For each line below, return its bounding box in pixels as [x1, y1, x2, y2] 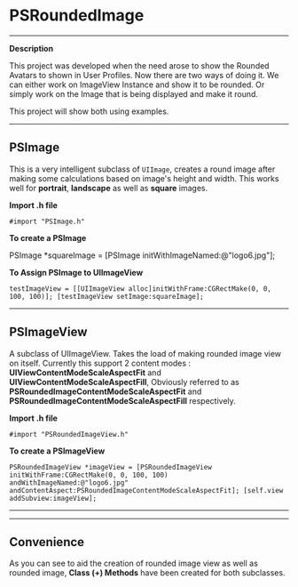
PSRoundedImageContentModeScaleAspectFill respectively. [9, 395, 237, 406]
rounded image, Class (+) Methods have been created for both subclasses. [9, 567, 286, 578]
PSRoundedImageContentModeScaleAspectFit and [9, 386, 202, 397]
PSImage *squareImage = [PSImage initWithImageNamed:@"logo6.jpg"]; [9, 250, 276, 261]
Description [9, 43, 54, 53]
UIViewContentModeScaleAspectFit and [9, 366, 161, 378]
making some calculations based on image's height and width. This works [9, 173, 279, 183]
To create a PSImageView [9, 446, 106, 456]
